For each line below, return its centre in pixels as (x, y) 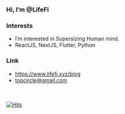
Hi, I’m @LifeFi (28, 10)
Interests (19, 25)
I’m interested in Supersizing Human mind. (67, 39)
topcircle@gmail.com (41, 80)
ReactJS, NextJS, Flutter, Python (55, 45)
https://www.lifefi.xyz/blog (48, 74)
